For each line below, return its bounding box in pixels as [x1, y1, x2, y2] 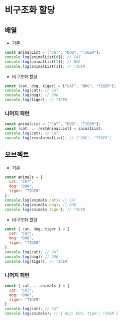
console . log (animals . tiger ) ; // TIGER [4, 207, 85, 212]
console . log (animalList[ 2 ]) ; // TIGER [4, 64, 85, 69]
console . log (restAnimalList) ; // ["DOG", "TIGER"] [4, 135, 112, 140]
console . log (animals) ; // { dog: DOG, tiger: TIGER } [4, 311, 119, 316]
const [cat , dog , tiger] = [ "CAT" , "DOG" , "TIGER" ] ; [4, 83, 117, 89]
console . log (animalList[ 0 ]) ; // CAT [4, 54, 81, 60]
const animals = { [4, 175, 43, 180]
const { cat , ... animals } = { [4, 283, 70, 288]
